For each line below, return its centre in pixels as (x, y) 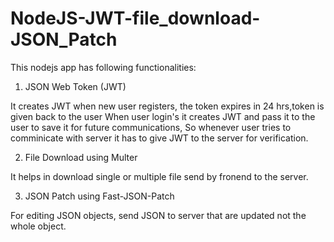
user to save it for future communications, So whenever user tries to (151, 127)
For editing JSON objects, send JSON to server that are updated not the (158, 215)
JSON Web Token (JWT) (75, 86)
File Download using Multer (81, 157)
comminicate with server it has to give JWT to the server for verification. (159, 138)
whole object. (38, 226)
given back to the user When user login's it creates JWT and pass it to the (163, 116)
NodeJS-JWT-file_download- (135, 18)
